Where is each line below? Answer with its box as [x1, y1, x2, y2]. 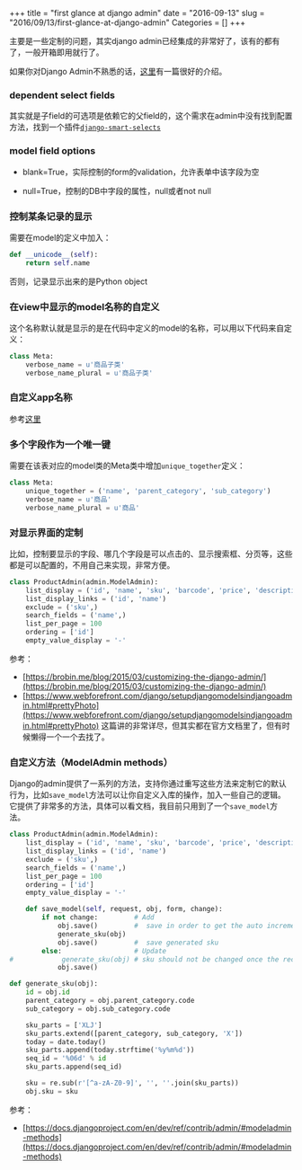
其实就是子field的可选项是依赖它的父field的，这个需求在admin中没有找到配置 [9, 111, 293, 121]
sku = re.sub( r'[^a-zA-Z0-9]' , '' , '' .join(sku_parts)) [25, 1078, 240, 1087]
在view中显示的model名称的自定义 [9, 300, 160, 313]
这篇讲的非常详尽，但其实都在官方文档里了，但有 [101, 720, 283, 731]
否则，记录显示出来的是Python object [9, 276, 148, 287]
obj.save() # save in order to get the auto [57, 921, 263, 930]
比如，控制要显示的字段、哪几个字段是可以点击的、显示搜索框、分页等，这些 [9, 548, 293, 559]
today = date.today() [25, 1037, 106, 1046]
